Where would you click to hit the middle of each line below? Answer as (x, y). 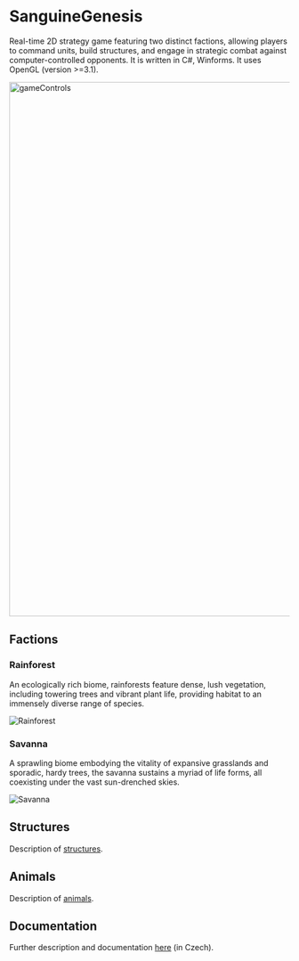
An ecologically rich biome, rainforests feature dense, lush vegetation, (138, 684)
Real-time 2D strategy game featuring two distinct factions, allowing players (148, 41)
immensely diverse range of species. (77, 703)
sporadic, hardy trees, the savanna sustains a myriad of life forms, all (136, 772)
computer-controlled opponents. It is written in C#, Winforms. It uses (135, 60)
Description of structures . (57, 849)
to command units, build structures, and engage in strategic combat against (148, 50)
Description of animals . (52, 898)
